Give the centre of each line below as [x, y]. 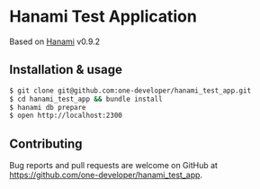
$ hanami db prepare [48, 107]
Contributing [46, 144]
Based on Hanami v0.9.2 [55, 41]
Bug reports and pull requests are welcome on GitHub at [114, 166]
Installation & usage [66, 70]
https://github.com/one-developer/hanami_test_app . [106, 175]
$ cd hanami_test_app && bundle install [86, 99]
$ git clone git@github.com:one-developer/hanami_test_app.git [130, 90]
